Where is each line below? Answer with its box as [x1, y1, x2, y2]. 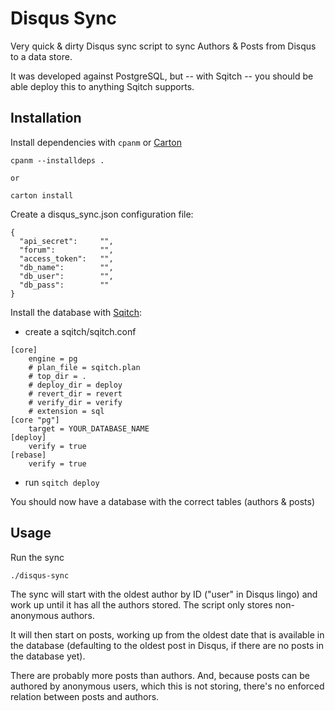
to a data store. [10, 50, 73, 62]
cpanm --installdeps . [10, 155, 105, 166]
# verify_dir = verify [28, 397, 123, 407]
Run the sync [10, 551, 65, 563]
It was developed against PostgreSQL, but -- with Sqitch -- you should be [10, 70, 314, 82]
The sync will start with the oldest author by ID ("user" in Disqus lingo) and [10, 588, 318, 600]
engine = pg [28, 353, 78, 364]
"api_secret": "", [19, 236, 114, 246]
